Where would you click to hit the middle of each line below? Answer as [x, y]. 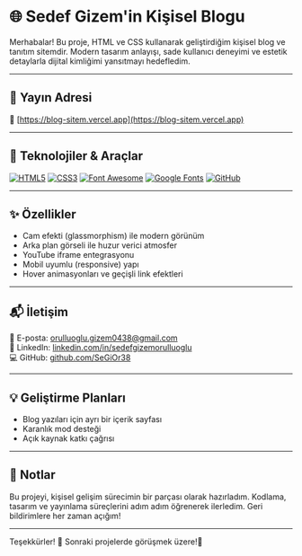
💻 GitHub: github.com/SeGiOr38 [70, 357]
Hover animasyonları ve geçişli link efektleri [102, 274]
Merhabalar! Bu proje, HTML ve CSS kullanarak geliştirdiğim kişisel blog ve [147, 41]
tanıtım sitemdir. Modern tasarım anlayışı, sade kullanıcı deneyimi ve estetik [148, 51]
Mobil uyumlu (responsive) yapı [80, 265]
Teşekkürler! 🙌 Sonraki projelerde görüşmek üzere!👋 [106, 542]
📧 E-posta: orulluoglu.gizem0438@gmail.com [93, 338]
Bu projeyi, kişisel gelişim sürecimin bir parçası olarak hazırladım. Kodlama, [148, 497]
